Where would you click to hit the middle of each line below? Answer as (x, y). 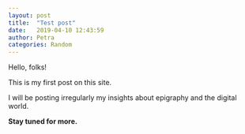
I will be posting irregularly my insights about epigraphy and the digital (122, 98)
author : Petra (32, 37)
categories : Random (40, 45)
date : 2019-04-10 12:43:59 (56, 30)
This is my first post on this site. (60, 83)
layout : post (30, 15)
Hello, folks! (28, 67)
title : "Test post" (42, 23)
